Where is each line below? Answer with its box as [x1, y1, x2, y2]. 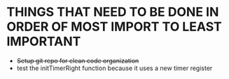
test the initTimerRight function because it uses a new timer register [16, 64, 213, 72]
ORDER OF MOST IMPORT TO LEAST [6, 19, 222, 35]
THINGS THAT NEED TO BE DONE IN [6, 4, 219, 20]
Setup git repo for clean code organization [16, 56, 139, 64]
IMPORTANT [6, 34, 81, 49]
